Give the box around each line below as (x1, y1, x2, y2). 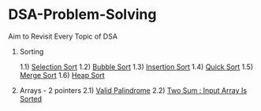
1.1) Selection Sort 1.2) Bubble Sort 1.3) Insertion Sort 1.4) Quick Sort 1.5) (19, 61, 254, 72)
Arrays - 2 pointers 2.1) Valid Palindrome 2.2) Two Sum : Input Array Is (19, 85, 247, 95)
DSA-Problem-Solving (8, 6, 157, 24)
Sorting (19, 46, 44, 56)
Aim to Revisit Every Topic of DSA (8, 31, 118, 41)
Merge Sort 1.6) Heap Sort (19, 70, 105, 80)
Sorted (19, 94, 42, 103)
